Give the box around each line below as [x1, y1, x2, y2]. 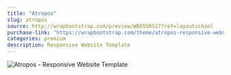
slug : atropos [7, 16, 48, 23]
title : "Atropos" [7, 10, 57, 17]
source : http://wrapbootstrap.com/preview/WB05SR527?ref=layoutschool [7, 22, 214, 29]
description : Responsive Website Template [7, 42, 131, 48]
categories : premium [7, 35, 67, 42]
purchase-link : [7, 29, 51, 36]
